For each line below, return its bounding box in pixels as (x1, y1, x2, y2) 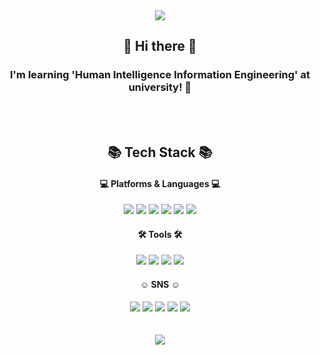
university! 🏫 (128, 80, 192, 94)
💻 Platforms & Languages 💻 (99, 177, 221, 189)
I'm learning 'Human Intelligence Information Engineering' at (9, 68, 311, 82)
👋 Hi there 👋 (123, 38, 197, 55)
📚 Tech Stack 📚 (107, 144, 213, 161)
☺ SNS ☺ (139, 279, 181, 291)
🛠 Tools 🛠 (137, 228, 183, 240)
